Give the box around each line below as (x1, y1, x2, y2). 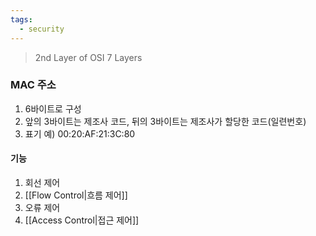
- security (19, 24, 65, 34)
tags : (10, 14, 33, 25)
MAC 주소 (10, 78, 57, 92)
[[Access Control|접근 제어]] (24, 214, 140, 226)
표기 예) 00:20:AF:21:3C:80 (24, 127, 136, 140)
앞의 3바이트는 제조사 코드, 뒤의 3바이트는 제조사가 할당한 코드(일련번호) (24, 115, 307, 127)
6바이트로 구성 (24, 102, 82, 115)
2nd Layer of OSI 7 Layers (34, 51, 143, 63)
